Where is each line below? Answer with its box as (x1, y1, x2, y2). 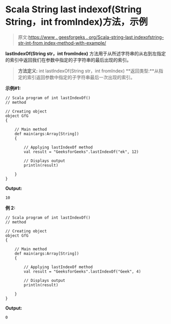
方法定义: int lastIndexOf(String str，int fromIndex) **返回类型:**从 (17, 68, 159, 74)
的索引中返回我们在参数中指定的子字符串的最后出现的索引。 (5, 56, 131, 63)
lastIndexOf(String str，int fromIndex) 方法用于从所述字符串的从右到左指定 (5, 50, 166, 56)
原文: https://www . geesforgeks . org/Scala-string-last (17, 34, 133, 40)
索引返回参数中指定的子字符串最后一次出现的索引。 (27, 74, 135, 80)
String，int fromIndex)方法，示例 (5, 16, 148, 28)
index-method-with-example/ (44, 40, 106, 46)
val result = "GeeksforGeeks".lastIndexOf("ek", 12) (24, 149, 139, 155)
